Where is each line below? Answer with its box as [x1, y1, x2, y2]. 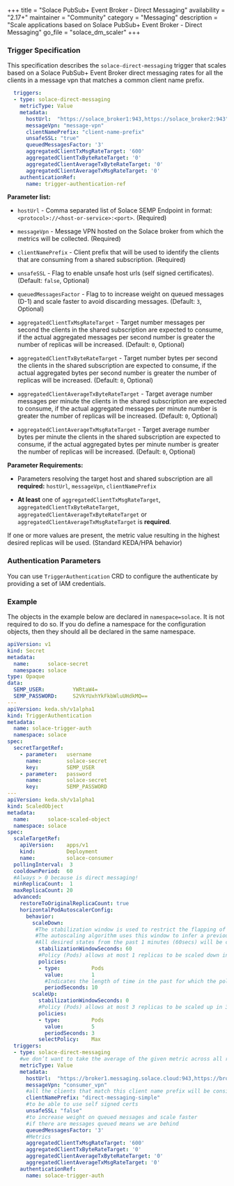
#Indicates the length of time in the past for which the [44, 978, 217, 985]
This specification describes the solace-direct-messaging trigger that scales [7, 61, 226, 70]
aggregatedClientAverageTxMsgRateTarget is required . [17, 518, 172, 526]
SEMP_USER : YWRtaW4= [13, 686, 98, 693]
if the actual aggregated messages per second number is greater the [17, 333, 215, 341]
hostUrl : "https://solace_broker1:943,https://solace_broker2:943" [25, 115, 229, 123]
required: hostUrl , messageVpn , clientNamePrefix [17, 482, 157, 491]
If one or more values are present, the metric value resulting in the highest [7, 531, 220, 539]
